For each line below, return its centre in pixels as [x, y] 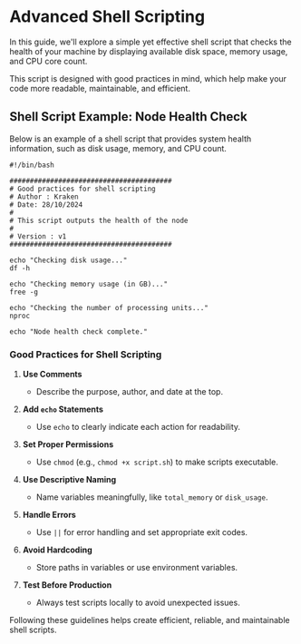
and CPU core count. [49, 61]
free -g [24, 292]
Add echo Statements [63, 409]
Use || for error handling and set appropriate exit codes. [141, 532]
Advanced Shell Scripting [107, 17]
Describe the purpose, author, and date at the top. [130, 392]
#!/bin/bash [32, 165]
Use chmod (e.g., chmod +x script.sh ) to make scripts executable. [157, 462]
